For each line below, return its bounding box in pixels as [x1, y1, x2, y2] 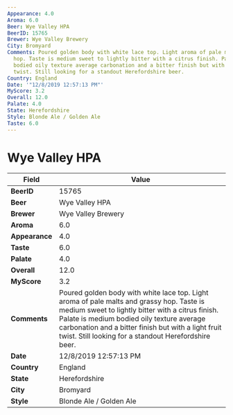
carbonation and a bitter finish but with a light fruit [58, 323, 222, 332]
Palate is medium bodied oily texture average [58, 314, 206, 323]
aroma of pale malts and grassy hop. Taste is [58, 296, 205, 306]
